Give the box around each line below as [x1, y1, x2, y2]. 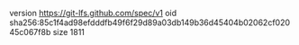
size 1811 [52, 27, 86, 37]
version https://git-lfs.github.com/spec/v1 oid [9, 8, 177, 18]
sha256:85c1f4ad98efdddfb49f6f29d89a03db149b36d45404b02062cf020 [9, 17, 291, 28]
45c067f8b [9, 27, 51, 37]
